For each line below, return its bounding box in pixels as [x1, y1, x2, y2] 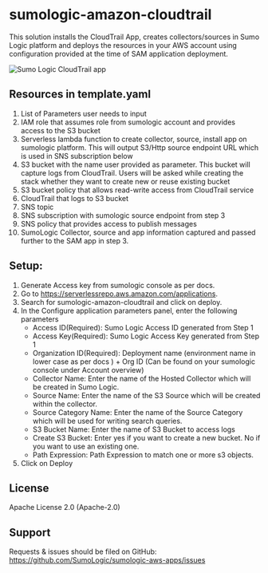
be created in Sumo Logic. [32, 381, 120, 392]
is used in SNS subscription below [20, 151, 134, 160]
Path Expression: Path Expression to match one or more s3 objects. [32, 449, 254, 460]
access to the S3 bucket [20, 125, 100, 135]
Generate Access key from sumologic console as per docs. [20, 280, 215, 290]
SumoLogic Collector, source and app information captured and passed [20, 227, 256, 237]
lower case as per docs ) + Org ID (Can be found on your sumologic [32, 357, 256, 366]
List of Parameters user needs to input [20, 109, 147, 118]
